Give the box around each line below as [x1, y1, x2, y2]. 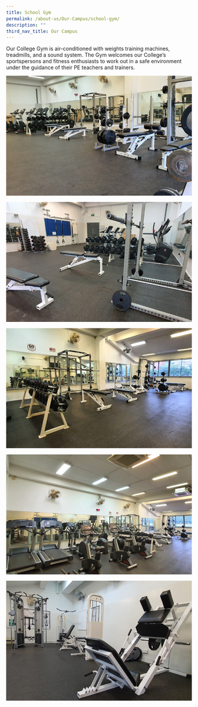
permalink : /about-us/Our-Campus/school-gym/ [6, 15, 120, 22]
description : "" [6, 22, 46, 28]
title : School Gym [6, 9, 51, 15]
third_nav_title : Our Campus [6, 28, 78, 34]
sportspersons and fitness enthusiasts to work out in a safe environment [6, 58, 182, 65]
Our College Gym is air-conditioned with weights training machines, [6, 45, 170, 53]
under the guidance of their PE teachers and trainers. [6, 64, 136, 71]
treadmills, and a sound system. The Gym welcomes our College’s [6, 51, 166, 58]
